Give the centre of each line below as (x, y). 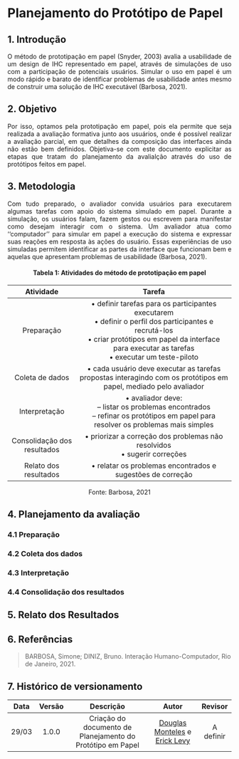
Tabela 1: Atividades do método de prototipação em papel (119, 273)
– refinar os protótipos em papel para (154, 416)
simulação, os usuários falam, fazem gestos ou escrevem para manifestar (119, 219)
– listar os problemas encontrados (154, 407)
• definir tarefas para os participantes (154, 303)
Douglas (173, 723)
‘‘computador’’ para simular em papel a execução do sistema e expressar (119, 234)
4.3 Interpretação (38, 572)
